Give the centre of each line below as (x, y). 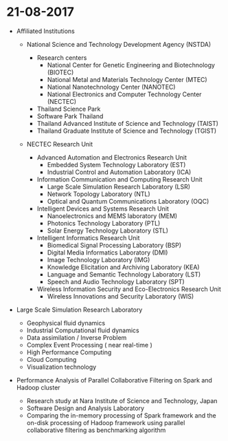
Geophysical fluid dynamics (66, 323)
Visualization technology (61, 367)
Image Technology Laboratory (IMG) (99, 259)
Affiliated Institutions (45, 31)
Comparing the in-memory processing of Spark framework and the (122, 415)
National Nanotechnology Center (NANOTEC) (111, 87)
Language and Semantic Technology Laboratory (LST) (124, 274)
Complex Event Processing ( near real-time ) (89, 345)
